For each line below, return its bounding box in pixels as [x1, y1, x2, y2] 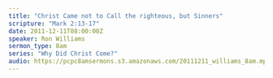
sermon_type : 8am [8, 42, 67, 50]
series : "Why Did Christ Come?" [8, 50, 118, 58]
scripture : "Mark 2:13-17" [8, 19, 100, 28]
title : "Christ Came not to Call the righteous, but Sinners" [8, 11, 223, 20]
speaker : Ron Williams [8, 34, 85, 43]
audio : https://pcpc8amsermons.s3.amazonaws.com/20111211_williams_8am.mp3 [8, 58, 271, 66]
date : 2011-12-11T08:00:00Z [8, 27, 104, 35]
